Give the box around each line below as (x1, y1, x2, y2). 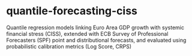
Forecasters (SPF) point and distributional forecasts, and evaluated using (6, 36, 187, 43)
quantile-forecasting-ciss (6, 4, 138, 18)
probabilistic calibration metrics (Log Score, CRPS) (6, 43, 132, 50)
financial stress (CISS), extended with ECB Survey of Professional (6, 30, 169, 37)
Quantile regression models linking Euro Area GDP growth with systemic (6, 24, 185, 31)
